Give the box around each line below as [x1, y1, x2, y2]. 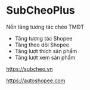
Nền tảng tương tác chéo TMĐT [6, 23, 85, 30]
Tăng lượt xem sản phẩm [14, 54, 76, 61]
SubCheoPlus [6, 4, 76, 17]
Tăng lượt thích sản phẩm [14, 47, 77, 54]
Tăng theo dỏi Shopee [14, 41, 70, 48]
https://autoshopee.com [6, 77, 66, 84]
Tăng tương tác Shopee [14, 35, 73, 42]
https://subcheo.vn [6, 65, 53, 72]
